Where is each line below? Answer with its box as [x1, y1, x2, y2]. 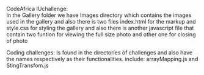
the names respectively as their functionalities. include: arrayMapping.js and [6, 56, 199, 62]
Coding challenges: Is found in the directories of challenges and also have [6, 49, 193, 56]
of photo [6, 37, 28, 44]
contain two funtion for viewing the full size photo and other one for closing [6, 31, 196, 38]
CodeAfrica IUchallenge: [6, 5, 68, 12]
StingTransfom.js [6, 62, 49, 69]
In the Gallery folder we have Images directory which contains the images [6, 11, 192, 19]
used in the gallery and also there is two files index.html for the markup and [6, 18, 197, 25]
